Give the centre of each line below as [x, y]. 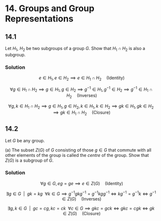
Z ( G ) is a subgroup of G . [29, 160]
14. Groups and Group [50, 8]
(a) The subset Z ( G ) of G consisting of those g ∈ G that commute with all [78, 150]
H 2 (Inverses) [82, 96]
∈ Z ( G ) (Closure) [82, 213]
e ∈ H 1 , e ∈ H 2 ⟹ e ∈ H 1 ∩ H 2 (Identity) [82, 78]
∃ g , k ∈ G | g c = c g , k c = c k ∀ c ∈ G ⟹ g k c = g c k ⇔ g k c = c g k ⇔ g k [81, 208]
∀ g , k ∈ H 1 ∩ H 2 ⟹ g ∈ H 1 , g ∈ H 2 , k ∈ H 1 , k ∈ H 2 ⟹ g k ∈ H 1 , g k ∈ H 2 [81, 106]
